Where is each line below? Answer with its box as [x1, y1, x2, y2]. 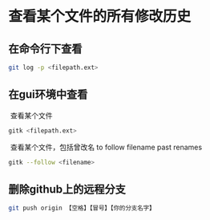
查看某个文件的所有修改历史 [8, 7, 192, 26]
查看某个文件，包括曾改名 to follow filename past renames [10, 142, 203, 152]
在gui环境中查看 [8, 88, 88, 101]
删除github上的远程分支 [8, 182, 127, 196]
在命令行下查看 [8, 42, 83, 55]
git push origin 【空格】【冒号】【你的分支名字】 [8, 204, 155, 213]
